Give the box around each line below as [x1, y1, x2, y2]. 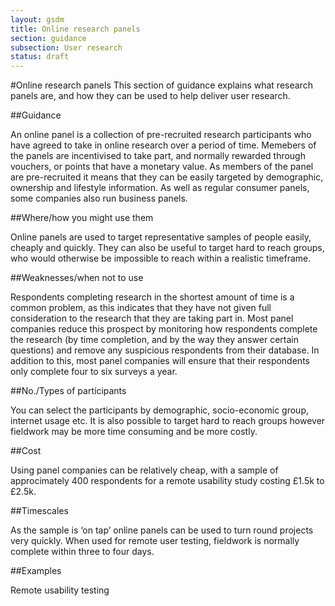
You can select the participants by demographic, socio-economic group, [10, 404, 309, 416]
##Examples [10, 565, 62, 577]
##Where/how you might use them [10, 212, 154, 224]
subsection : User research [10, 42, 123, 53]
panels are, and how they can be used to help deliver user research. [10, 90, 291, 102]
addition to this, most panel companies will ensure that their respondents [10, 355, 310, 367]
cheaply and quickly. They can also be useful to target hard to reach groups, [10, 242, 325, 254]
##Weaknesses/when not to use [10, 272, 144, 284]
